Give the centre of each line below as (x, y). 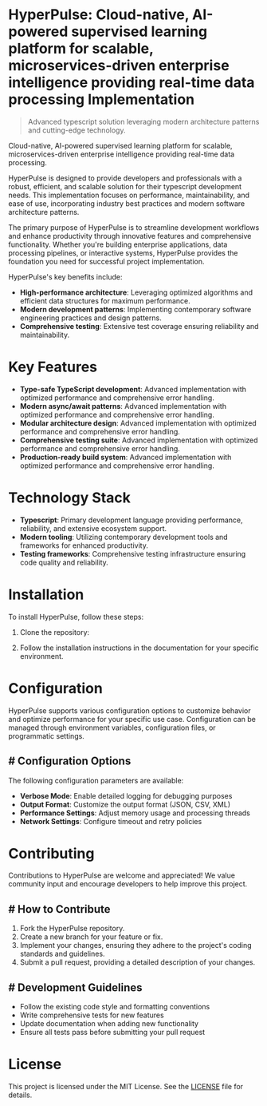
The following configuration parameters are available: (96, 780)
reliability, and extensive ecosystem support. (93, 528)
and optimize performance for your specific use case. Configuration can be (132, 719)
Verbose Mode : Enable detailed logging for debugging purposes (126, 795)
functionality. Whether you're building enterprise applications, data (118, 244)
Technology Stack (70, 498)
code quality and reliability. (64, 562)
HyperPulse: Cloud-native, (99, 15)
